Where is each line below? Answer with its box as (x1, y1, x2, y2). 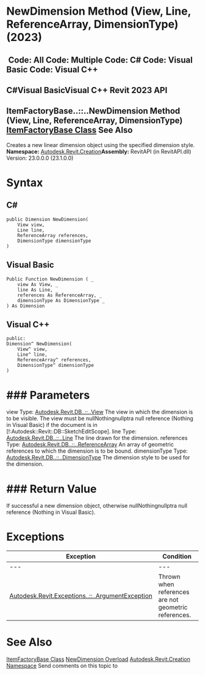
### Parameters (6, 388, 90, 402)
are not (158, 595, 179, 604)
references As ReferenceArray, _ (17, 292, 103, 298)
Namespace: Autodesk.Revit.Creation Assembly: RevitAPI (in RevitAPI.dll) (6, 148, 192, 155)
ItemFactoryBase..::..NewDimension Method (6, 106, 181, 116)
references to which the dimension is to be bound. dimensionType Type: (6, 447, 188, 454)
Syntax (6, 176, 43, 189)
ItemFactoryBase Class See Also (6, 125, 133, 135)
